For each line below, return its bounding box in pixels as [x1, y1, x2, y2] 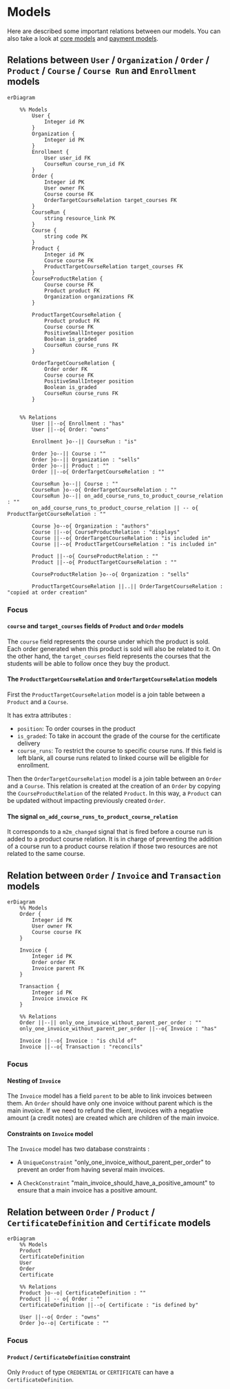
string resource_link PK [43, 214, 116, 221]
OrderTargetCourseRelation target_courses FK [43, 197, 177, 203]
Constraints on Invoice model [7, 1129, 94, 1138]
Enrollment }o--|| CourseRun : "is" [32, 438, 137, 445]
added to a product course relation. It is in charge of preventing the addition [7, 835, 222, 843]
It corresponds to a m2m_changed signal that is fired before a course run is [7, 828, 213, 836]
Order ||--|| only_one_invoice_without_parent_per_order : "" [19, 1019, 202, 1026]
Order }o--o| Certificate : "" [19, 1320, 109, 1327]
